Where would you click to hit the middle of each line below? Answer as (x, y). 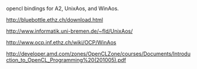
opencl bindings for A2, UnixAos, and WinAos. (63, 8)
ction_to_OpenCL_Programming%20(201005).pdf (66, 60)
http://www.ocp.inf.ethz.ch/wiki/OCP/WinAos (61, 42)
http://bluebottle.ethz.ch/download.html (55, 20)
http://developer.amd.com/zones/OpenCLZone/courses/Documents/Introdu (98, 54)
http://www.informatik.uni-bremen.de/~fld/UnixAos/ (70, 31)
